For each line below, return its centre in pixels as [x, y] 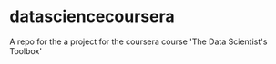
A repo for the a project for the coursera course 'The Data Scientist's [138, 41]
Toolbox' [26, 50]
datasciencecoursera [92, 17]
